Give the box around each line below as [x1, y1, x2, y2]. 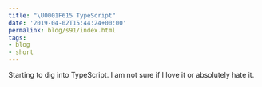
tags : [8, 33, 26, 42]
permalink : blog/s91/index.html [8, 26, 116, 34]
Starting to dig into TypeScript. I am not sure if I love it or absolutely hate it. [8, 70, 255, 79]
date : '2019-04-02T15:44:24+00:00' [8, 19, 127, 27]
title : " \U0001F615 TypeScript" [8, 11, 116, 20]
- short [8, 48, 34, 56]
